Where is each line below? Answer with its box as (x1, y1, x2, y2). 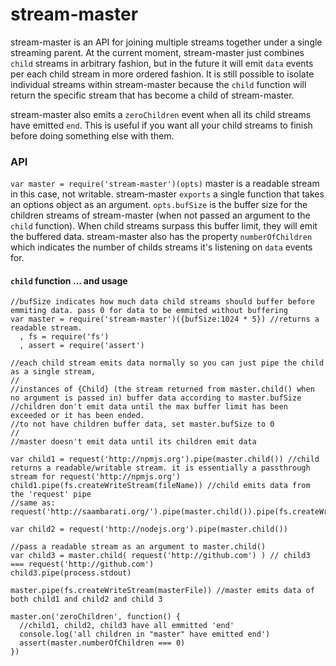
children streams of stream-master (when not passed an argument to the (10, 209, 311, 222)
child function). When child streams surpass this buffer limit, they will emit (10, 220, 318, 232)
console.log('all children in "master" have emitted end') (19, 629, 271, 640)
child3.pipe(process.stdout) (10, 568, 132, 578)
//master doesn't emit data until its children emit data (10, 437, 257, 447)
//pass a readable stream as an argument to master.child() (10, 542, 267, 552)
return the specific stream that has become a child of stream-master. (10, 89, 295, 101)
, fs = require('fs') (19, 332, 110, 342)
